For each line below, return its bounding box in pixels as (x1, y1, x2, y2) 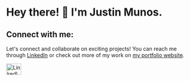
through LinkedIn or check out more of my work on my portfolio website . (6, 52, 185, 59)
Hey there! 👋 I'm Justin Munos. (6, 5, 163, 19)
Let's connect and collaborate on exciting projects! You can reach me (6, 45, 177, 52)
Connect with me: (6, 29, 74, 40)
